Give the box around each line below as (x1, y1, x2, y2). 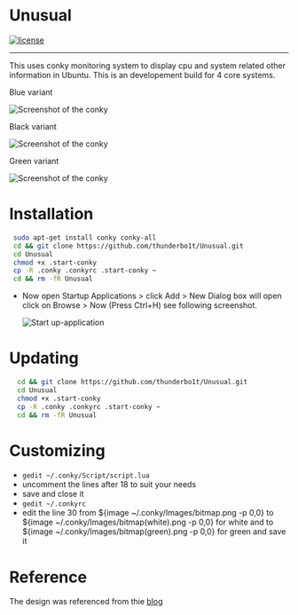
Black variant (9, 121, 58, 131)
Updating (9, 348, 80, 368)
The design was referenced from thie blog (9, 596, 163, 607)
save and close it (21, 489, 84, 500)
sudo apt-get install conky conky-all (12, 233, 157, 242)
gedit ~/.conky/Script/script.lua (21, 471, 150, 480)
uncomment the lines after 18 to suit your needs (21, 479, 197, 490)
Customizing (9, 440, 106, 461)
